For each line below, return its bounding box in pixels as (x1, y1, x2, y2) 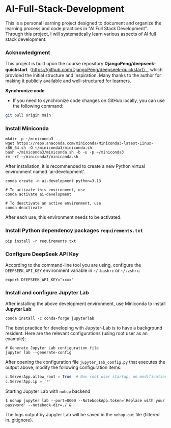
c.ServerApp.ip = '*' (5, 379, 51, 384)
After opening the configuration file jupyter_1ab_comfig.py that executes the (5, 359, 165, 365)
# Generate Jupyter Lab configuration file (5, 345, 99, 351)
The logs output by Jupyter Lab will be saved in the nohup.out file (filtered (5, 412, 160, 418)
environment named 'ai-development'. (5, 169, 85, 175)
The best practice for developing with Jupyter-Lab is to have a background (5, 325, 163, 331)
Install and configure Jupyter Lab (5, 289, 89, 296)
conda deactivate (5, 205, 42, 211)
